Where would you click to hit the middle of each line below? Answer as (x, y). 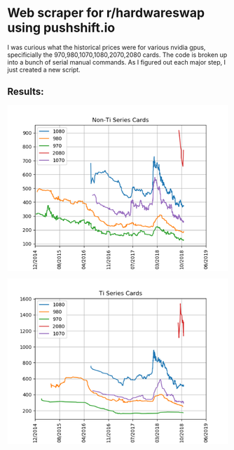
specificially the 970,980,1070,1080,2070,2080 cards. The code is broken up (117, 55)
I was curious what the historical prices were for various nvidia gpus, (106, 47)
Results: (26, 92)
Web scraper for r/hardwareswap (106, 13)
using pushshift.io (61, 28)
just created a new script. (44, 70)
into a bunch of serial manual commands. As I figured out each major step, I (117, 62)
